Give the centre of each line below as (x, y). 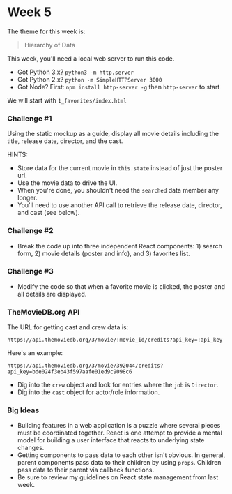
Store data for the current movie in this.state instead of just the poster (120, 168)
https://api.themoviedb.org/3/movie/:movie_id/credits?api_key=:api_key (115, 340)
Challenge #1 (30, 118)
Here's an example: (35, 353)
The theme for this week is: (46, 31)
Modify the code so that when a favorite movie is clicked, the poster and (121, 286)
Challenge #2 (30, 231)
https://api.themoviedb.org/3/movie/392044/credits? (85, 366)
